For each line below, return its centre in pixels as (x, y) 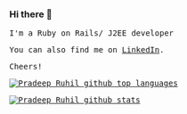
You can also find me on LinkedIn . (87, 50)
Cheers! (26, 67)
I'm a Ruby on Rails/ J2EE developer (92, 33)
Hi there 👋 (31, 14)
